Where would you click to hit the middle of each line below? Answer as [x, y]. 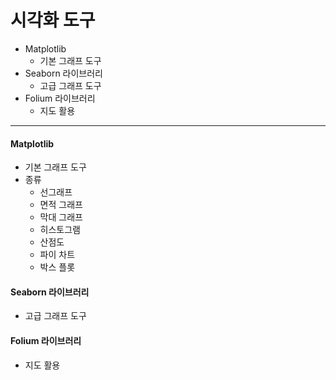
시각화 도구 [53, 20]
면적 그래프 [61, 205]
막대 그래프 [61, 217]
